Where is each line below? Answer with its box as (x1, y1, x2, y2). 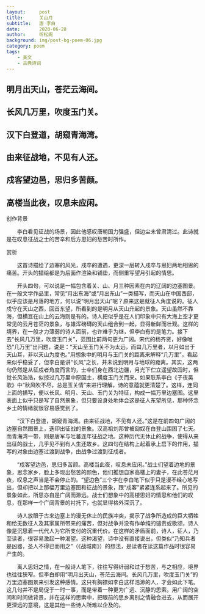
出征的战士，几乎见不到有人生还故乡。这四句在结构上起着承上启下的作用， (6, 440, 193, 448)
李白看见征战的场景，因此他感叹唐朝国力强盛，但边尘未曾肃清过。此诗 (16, 228, 193, 235)
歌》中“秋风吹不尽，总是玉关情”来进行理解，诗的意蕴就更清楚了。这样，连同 (6, 381, 198, 389)
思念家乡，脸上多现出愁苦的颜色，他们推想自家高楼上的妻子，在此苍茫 (16, 469, 193, 476)
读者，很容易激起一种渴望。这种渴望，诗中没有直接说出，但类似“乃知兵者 (11, 535, 196, 543)
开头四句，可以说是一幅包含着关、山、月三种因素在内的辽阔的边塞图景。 (16, 282, 199, 290)
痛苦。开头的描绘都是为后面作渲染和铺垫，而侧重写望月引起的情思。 (6, 269, 178, 277)
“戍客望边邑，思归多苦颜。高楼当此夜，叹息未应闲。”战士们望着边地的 (16, 461, 190, 468)
